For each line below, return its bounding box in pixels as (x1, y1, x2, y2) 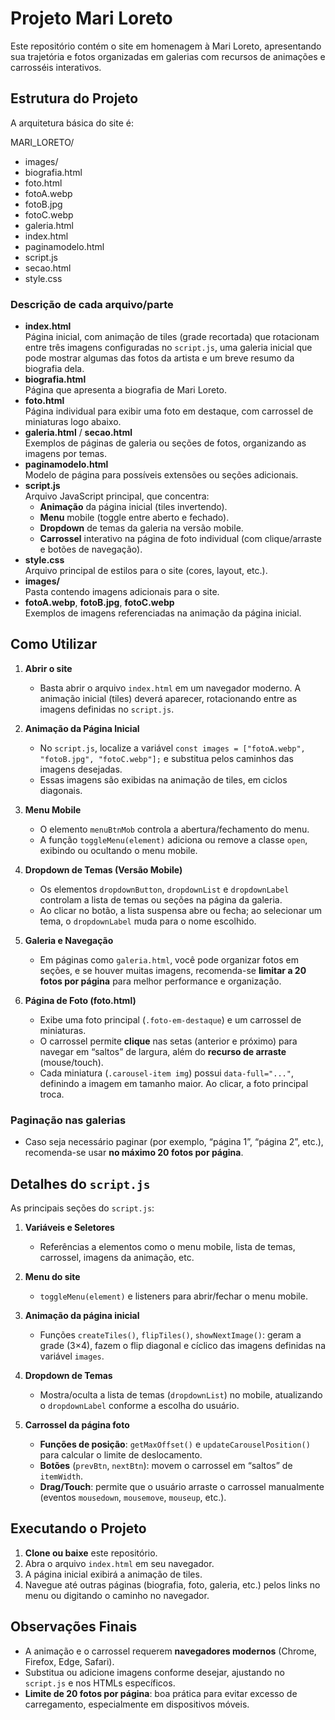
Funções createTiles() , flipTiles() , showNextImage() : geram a (39, 1328, 302, 1341)
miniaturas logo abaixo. (24, 416, 122, 428)
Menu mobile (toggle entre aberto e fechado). (39, 512, 230, 524)
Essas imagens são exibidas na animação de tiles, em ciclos (39, 773, 288, 786)
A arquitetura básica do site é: (10, 117, 134, 129)
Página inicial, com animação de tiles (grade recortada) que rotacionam (24, 331, 320, 343)
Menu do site (24, 1270, 81, 1282)
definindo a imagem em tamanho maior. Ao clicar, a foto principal (39, 1077, 309, 1089)
